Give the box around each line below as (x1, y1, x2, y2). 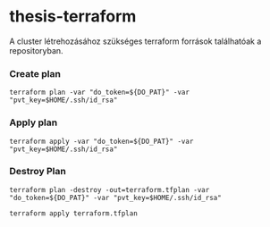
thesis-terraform (9, 6, 137, 27)
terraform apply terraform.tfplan (9, 208, 139, 218)
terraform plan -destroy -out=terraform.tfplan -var (9, 185, 210, 194)
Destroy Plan (9, 165, 67, 178)
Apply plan (9, 116, 58, 129)
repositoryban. (9, 45, 64, 55)
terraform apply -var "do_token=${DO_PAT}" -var (9, 137, 194, 146)
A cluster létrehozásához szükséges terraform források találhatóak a (9, 36, 262, 46)
